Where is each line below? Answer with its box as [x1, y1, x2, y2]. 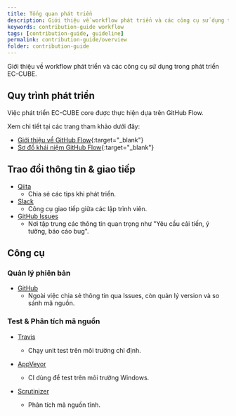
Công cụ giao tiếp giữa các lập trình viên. [27, 204, 147, 213]
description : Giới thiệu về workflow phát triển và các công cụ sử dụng [7, 17, 225, 24]
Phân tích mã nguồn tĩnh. [27, 401, 100, 409]
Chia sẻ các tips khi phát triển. [27, 189, 116, 198]
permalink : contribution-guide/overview [7, 36, 128, 43]
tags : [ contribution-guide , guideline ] [7, 29, 124, 37]
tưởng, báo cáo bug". [27, 227, 89, 235]
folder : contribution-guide [7, 43, 90, 50]
